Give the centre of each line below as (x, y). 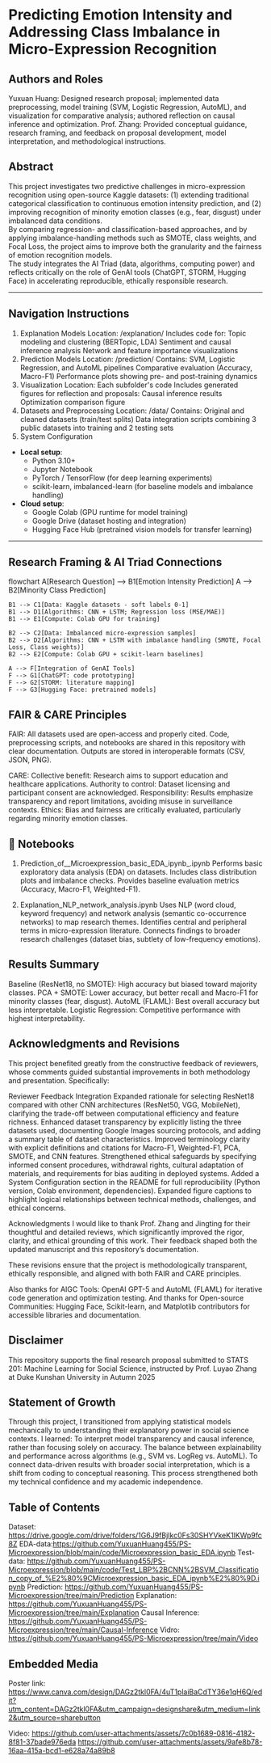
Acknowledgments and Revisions (94, 1044)
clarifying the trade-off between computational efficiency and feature (124, 1113)
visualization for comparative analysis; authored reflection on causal (122, 116)
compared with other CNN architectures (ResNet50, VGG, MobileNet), (124, 1104)
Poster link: (27, 1683)
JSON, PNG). (30, 760)
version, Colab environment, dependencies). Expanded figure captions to (130, 1191)
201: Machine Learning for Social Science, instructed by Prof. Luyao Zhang (132, 1369)
